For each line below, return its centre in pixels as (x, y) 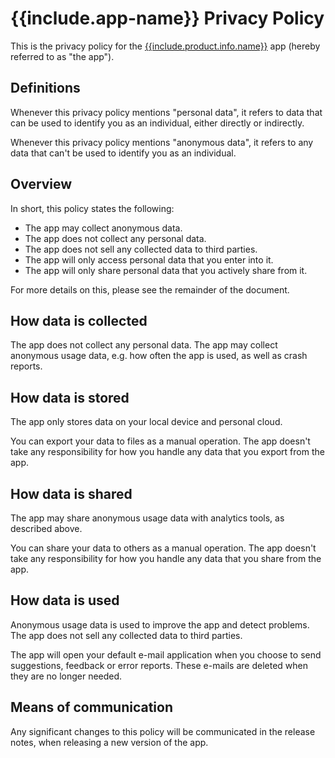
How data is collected (79, 320)
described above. (46, 528)
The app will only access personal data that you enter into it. (149, 259)
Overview (41, 184)
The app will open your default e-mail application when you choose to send (166, 654)
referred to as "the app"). (62, 56)
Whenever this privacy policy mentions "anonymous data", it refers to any (162, 142)
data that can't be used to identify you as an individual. (123, 153)
